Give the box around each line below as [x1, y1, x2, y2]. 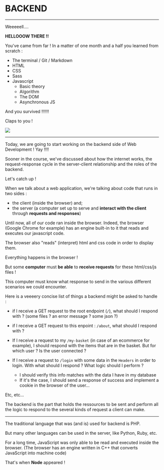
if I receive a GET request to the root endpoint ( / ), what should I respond [12, 308, 158, 314]
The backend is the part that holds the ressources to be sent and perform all [5, 401, 159, 407]
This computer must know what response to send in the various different [5, 279, 151, 284]
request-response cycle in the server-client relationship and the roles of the [5, 161, 157, 167]
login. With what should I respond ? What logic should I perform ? [12, 362, 144, 368]
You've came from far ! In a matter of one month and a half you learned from [5, 43, 159, 48]
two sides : [5, 190, 27, 196]
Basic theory [19, 83, 45, 89]
